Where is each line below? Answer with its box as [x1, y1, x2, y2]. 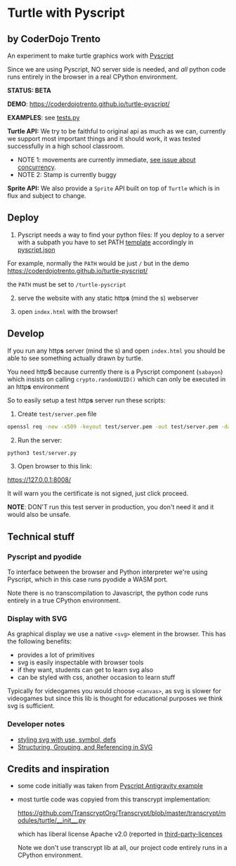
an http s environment [7, 382, 70, 391]
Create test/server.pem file [17, 409, 97, 418]
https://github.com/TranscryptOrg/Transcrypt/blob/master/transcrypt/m [17, 809, 226, 818]
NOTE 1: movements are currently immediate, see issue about [17, 156, 196, 164]
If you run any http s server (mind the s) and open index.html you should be [7, 346, 226, 355]
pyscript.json [17, 245, 55, 254]
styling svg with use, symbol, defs [17, 735, 117, 744]
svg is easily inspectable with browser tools [17, 658, 144, 667]
